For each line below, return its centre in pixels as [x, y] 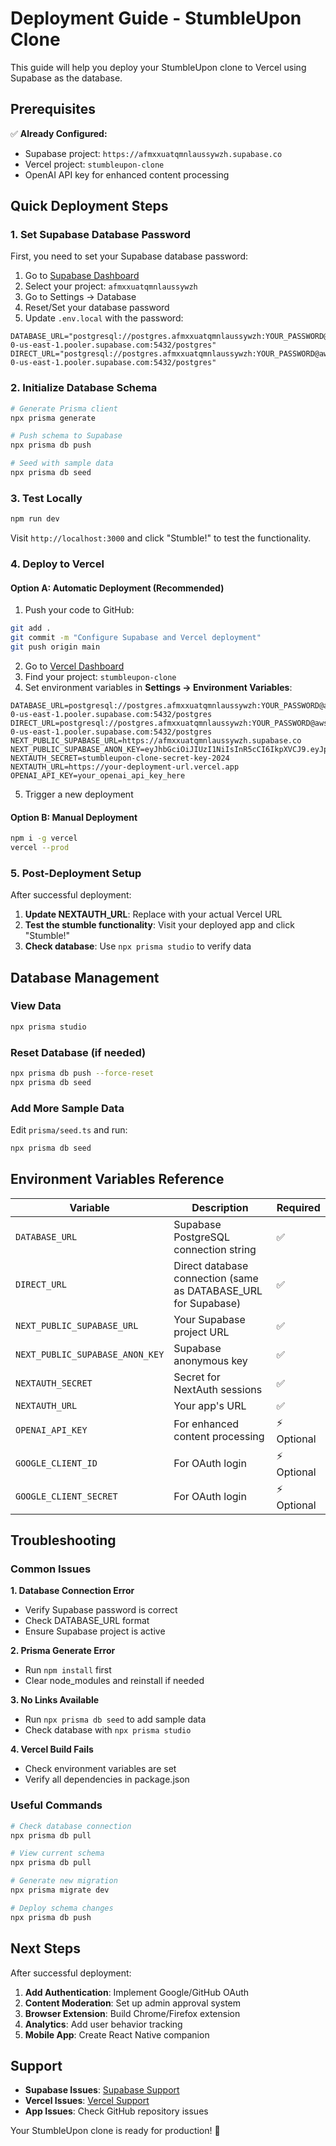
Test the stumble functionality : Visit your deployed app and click [159, 925]
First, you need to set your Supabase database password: [129, 256]
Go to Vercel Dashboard [74, 666]
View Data [36, 1006]
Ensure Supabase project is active [95, 1631]
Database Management [85, 977]
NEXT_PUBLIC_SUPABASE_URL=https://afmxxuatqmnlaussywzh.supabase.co [156, 740]
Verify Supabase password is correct [101, 1610]
